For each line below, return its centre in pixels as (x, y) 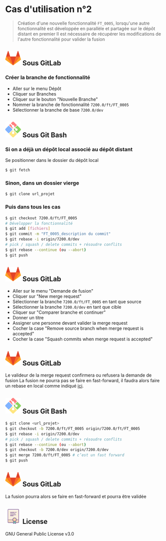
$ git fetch (18, 170)
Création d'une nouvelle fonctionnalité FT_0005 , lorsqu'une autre (84, 23)
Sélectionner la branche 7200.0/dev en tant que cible (67, 307)
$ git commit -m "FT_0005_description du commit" (58, 234)
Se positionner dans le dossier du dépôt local (52, 160)
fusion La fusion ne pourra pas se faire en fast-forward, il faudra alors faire (82, 381)
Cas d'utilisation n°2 (48, 9)
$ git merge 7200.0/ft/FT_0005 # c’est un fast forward (65, 455)
